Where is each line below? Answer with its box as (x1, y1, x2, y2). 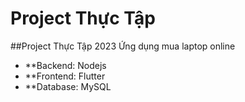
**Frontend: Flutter (24, 70, 106, 82)
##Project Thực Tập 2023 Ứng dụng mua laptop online (10, 40, 236, 52)
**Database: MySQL (24, 80, 112, 92)
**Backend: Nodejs (24, 59, 107, 71)
